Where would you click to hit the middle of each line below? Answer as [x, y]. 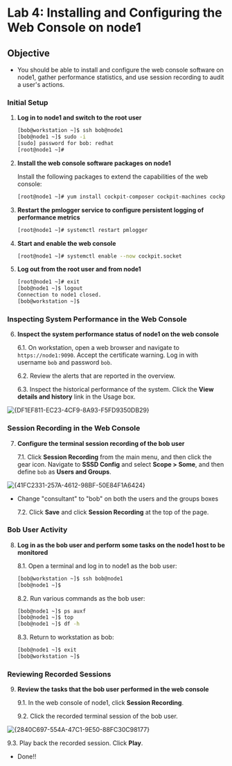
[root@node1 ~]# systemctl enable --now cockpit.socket [99, 256]
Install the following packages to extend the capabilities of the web [113, 176]
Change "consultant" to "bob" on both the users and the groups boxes [118, 499]
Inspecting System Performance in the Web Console [97, 319]
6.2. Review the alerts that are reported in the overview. [96, 376]
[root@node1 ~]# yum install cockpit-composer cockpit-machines [112, 197]
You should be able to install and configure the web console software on [120, 70]
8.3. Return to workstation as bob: [65, 638]
